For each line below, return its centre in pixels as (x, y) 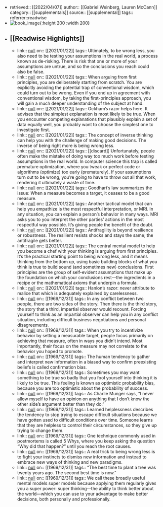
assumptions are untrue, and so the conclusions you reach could (83, 66)
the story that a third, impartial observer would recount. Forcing (82, 309)
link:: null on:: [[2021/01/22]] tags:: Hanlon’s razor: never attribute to (86, 288)
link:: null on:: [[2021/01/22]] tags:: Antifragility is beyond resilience (85, 230)
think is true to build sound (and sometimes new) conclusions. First (85, 267)
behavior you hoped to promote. (50, 351)
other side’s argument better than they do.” (61, 404)
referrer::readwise (28, 18)
